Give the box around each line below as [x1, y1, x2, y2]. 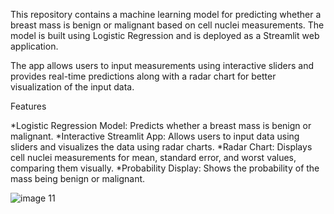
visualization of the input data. [10, 81, 135, 93]
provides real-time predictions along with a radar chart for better [10, 70, 277, 82]
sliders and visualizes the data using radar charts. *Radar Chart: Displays [10, 141, 313, 153]
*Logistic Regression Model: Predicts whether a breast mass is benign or [10, 120, 312, 131]
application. [10, 40, 59, 52]
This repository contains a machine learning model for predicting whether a [10, 9, 322, 20]
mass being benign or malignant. [10, 173, 146, 184]
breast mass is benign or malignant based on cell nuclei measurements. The [10, 19, 325, 31]
